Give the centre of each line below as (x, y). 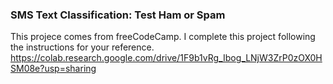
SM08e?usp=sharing (53, 69)
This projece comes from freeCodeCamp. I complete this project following (163, 37)
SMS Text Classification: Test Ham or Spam (118, 15)
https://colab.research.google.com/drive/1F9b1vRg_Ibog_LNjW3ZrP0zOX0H (166, 58)
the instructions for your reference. (82, 47)
